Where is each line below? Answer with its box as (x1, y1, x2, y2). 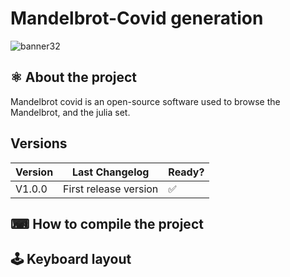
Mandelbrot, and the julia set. (10, 106, 131, 118)
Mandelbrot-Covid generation (10, 7, 264, 30)
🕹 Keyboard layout (10, 251, 132, 268)
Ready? (168, 165, 205, 179)
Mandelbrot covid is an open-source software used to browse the (10, 95, 281, 107)
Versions (10, 135, 68, 152)
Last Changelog (72, 165, 150, 179)
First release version (63, 182, 159, 196)
